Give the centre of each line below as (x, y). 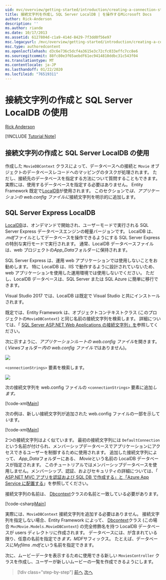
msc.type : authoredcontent (33, 47)
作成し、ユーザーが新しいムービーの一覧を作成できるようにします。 (87, 562)
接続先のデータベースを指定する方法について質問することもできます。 (89, 178)
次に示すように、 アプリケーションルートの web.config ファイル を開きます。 (82, 342)
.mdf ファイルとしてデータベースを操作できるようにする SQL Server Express (83, 238)
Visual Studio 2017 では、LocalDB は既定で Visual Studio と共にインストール (83, 296)
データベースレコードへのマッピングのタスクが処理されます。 (89, 172)
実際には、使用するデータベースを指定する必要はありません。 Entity (74, 184)
